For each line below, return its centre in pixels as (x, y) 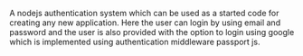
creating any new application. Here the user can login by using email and (145, 23)
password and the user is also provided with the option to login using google (152, 32)
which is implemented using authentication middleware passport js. (135, 42)
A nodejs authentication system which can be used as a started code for (144, 13)
